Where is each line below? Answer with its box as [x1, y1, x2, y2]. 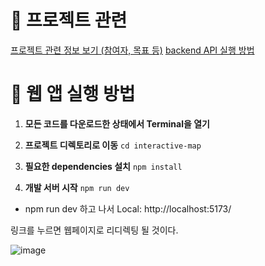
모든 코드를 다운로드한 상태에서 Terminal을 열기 [24, 117, 210, 130]
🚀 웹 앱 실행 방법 [10, 83, 136, 106]
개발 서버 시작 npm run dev [24, 181, 130, 193]
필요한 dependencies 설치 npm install [24, 160, 183, 172]
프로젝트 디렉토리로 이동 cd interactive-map [24, 139, 202, 151]
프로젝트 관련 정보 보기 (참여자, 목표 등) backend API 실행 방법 [10, 44, 255, 56]
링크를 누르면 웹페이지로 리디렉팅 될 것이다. [10, 224, 179, 236]
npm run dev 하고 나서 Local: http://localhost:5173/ [24, 202, 232, 215]
